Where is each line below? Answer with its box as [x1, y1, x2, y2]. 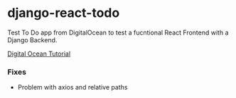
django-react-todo [7, 5, 120, 21]
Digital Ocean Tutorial [7, 49, 71, 58]
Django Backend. [7, 35, 58, 44]
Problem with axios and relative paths [17, 83, 128, 92]
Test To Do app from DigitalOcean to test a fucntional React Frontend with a [7, 28, 229, 37]
